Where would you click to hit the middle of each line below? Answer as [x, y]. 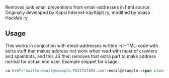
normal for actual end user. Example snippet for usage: [62, 61]
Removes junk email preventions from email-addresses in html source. [78, 7]
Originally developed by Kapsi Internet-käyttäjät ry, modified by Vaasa [78, 12]
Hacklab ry [17, 18]
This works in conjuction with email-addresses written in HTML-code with [82, 45]
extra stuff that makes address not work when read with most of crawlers [81, 51]
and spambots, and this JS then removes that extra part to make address [81, 56]
